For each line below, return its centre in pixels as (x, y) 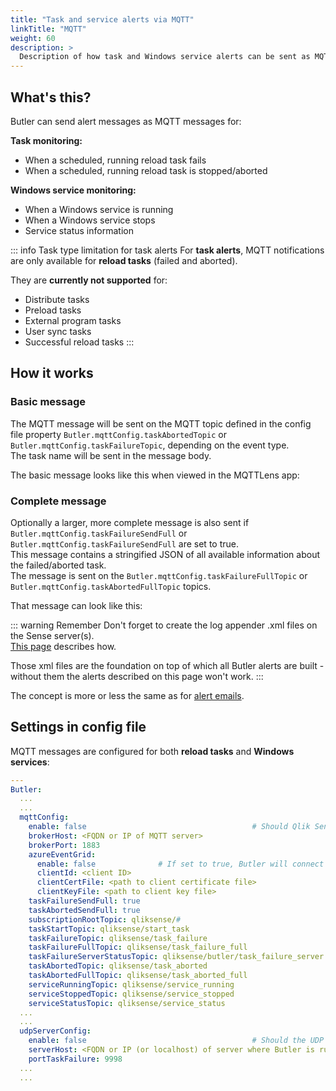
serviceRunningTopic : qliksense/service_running (131, 984)
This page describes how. (63, 646)
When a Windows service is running (99, 209)
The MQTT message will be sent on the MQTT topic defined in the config (161, 423)
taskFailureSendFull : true (84, 901)
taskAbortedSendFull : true (84, 910)
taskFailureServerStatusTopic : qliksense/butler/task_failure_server (176, 957)
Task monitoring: (46, 140)
